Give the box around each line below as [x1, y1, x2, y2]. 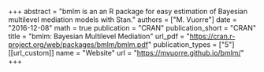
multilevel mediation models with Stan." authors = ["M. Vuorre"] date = [8, 15, 238, 24]
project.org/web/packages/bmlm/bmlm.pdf [8, 40, 148, 49]
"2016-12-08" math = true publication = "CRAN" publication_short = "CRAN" [8, 23, 257, 32]
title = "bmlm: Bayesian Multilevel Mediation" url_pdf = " [8, 31, 191, 41]
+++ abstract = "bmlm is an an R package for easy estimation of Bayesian [8, 7, 248, 16]
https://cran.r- [189, 31, 236, 41]
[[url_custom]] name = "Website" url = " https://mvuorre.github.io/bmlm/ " [8, 49, 244, 57]
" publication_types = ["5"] [147, 40, 235, 49]
